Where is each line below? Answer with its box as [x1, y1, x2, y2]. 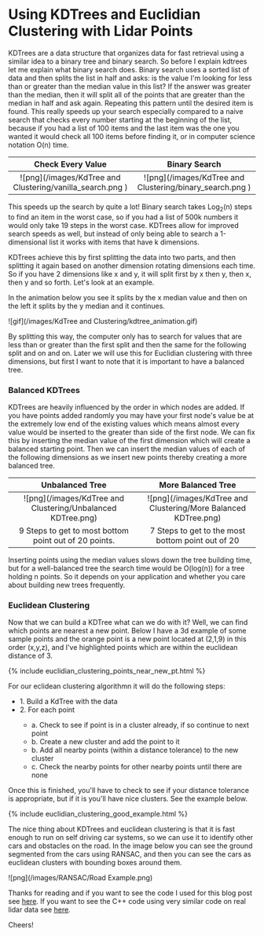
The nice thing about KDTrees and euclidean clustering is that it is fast [8, 824, 236, 834]
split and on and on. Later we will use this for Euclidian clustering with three [8, 348, 253, 358]
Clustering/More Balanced [148, 503, 246, 514]
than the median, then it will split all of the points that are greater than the [8, 90, 245, 99]
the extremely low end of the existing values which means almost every [8, 419, 240, 429]
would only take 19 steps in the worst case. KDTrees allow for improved [8, 220, 240, 229]
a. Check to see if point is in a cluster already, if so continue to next [31, 721, 250, 730]
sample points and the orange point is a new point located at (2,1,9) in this [8, 634, 247, 644]
